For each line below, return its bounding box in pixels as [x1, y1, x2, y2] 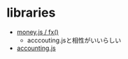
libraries [6, 5, 56, 21]
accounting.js [16, 44, 57, 52]
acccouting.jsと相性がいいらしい [27, 36, 122, 44]
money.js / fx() [16, 28, 59, 36]
